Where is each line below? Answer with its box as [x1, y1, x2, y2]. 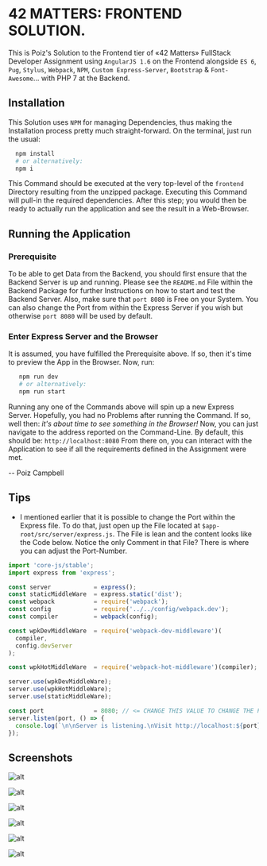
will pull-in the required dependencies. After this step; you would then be [8, 195, 247, 205]
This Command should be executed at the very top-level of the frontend [8, 179, 244, 188]
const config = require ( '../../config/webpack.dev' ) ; [8, 605, 229, 613]
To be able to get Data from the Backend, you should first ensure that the [8, 269, 248, 279]
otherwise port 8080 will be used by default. [8, 311, 153, 321]
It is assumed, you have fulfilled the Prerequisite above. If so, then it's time [8, 349, 252, 358]
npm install [15, 149, 56, 157]
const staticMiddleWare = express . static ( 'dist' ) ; [8, 590, 183, 598]
